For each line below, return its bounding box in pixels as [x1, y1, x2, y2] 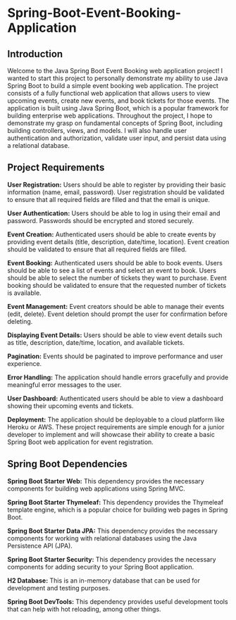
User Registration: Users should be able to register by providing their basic [7, 180, 227, 189]
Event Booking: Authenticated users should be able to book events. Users [7, 258, 223, 267]
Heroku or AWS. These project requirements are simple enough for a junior [7, 422, 225, 431]
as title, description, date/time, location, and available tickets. [7, 338, 185, 346]
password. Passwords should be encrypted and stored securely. [7, 216, 194, 224]
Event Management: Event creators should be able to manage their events [7, 302, 225, 310]
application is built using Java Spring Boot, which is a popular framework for [7, 104, 229, 112]
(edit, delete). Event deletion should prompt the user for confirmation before [7, 310, 228, 318]
